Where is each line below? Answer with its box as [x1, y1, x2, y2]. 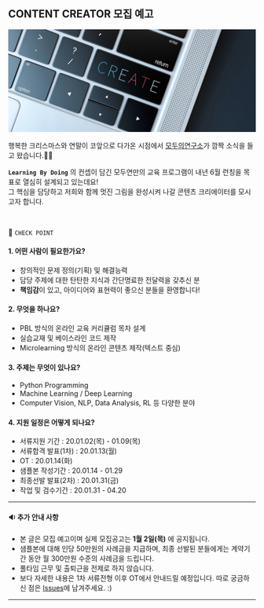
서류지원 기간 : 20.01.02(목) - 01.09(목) [19, 437, 141, 446]
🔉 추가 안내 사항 [8, 512, 59, 522]
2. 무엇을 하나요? [8, 305, 60, 314]
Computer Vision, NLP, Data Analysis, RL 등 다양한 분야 [19, 398, 196, 408]
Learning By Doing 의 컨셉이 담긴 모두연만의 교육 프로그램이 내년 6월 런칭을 [8, 167, 242, 177]
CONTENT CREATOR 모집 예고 [8, 7, 154, 21]
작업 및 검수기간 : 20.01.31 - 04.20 [19, 485, 127, 495]
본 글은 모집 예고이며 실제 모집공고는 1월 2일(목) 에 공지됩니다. [19, 533, 211, 544]
